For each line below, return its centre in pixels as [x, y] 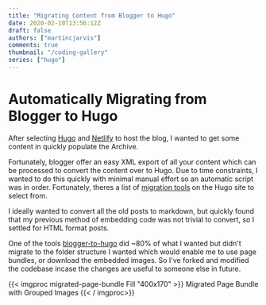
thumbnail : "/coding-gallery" [58, 52]
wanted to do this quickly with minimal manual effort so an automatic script [131, 179]
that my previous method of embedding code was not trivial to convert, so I [131, 219]
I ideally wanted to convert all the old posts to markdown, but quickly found [131, 210]
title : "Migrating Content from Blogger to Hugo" [92, 15]
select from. [28, 195]
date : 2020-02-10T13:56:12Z [55, 23]
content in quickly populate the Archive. [73, 146]
